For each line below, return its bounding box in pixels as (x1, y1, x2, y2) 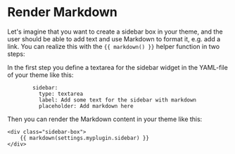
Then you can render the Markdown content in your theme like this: (7, 115, 203, 123)
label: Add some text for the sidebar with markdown (38, 96, 197, 104)
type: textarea (38, 90, 83, 97)
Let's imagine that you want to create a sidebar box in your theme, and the (7, 27, 223, 36)
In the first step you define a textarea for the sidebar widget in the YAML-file (7, 63, 229, 71)
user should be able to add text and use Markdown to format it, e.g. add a (7, 34, 221, 43)
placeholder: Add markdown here (38, 102, 134, 109)
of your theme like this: (7, 71, 74, 79)
